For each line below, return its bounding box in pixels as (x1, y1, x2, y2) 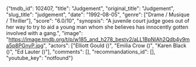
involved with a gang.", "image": (6, 30, 83, 37)
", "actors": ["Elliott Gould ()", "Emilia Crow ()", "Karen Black (43, 42, 187, 49)
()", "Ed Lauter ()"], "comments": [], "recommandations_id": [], (6, 48, 156, 55)
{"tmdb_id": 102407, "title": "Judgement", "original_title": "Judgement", (6, 5, 174, 12)
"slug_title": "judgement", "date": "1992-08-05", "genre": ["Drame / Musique (6, 11, 190, 18)
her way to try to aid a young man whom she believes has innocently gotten (6, 23, 189, 30)
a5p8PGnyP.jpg (6, 42, 44, 49)
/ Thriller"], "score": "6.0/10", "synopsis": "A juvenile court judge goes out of (6, 17, 190, 24)
